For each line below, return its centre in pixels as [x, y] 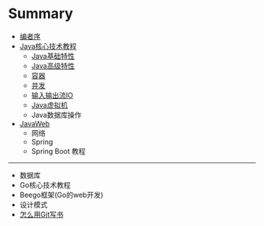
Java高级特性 [53, 66]
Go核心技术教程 [45, 184]
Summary [40, 14]
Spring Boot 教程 [59, 151]
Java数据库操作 [56, 115]
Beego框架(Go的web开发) [61, 195]
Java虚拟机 [49, 105]
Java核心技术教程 [48, 46]
